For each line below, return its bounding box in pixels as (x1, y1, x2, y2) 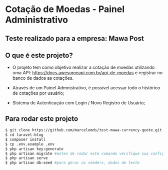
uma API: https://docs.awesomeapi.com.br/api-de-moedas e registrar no (12, 70, 163, 76)
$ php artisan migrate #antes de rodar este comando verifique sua (5, 151, 149, 156)
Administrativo (5, 14, 68, 26)
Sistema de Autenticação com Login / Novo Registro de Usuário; (12, 100, 145, 106)
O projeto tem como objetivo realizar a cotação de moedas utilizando (12, 64, 155, 71)
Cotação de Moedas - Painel (5, 4, 125, 15)
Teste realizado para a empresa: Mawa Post (5, 34, 144, 43)
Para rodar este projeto (5, 114, 78, 123)
